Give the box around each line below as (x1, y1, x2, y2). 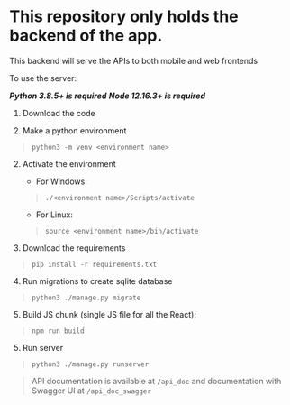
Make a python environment (22, 124, 127, 136)
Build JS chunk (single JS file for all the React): (22, 308, 196, 319)
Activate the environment (22, 158, 117, 169)
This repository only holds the (9, 6, 239, 27)
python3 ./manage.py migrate (31, 293, 141, 302)
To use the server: (9, 72, 77, 83)
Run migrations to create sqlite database (22, 275, 173, 286)
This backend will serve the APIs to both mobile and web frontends (9, 55, 258, 66)
